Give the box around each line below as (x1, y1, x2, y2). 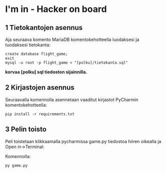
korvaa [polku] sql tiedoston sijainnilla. (5, 69, 88, 75)
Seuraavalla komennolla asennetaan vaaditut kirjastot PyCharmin (5, 96, 139, 103)
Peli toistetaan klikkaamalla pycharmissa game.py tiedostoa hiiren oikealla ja (5, 138, 162, 144)
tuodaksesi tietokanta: (5, 42, 51, 48)
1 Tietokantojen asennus (5, 23, 83, 32)
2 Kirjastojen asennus (5, 83, 75, 92)
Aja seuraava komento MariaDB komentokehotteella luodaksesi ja (5, 36, 140, 42)
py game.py (5, 163, 28, 168)
